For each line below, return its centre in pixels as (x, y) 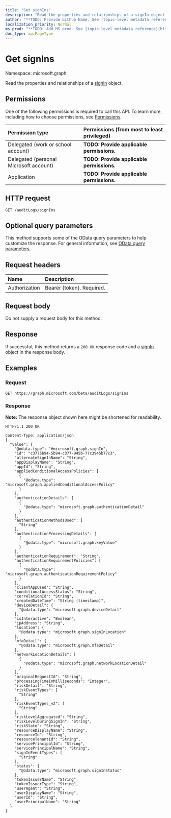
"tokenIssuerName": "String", (47, 779)
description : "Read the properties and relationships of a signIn (77, 15)
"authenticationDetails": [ (44, 498)
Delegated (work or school (40, 145)
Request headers (33, 265)
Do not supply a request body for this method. (54, 318)
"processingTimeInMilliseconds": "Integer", (62, 681)
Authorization (24, 288)
